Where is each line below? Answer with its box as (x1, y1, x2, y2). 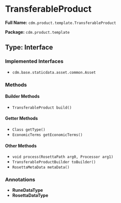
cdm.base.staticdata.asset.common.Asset (12, 70, 96, 75)
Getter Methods (5, 115, 38, 121)
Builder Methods (5, 93, 40, 99)
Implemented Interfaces (5, 58, 64, 65)
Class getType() (12, 127, 46, 132)
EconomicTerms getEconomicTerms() (12, 132, 83, 137)
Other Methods (5, 143, 37, 149)
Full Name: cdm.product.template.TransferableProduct (5, 20, 117, 25)
